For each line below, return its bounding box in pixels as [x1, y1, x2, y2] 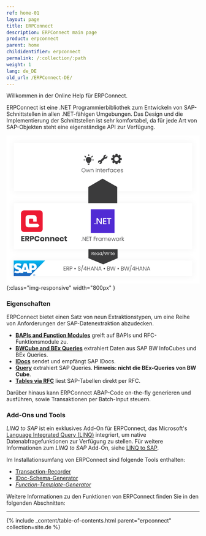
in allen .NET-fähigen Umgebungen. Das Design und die [42, 110, 183, 118]
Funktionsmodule [15, 338, 59, 345]
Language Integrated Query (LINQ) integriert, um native [6, 431, 147, 439]
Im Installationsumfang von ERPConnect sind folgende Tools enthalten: [6, 456, 186, 464]
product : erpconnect [6, 36, 59, 42]
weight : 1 [6, 61, 32, 67]
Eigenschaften [6, 299, 51, 308]
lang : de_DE [6, 68, 37, 74]
